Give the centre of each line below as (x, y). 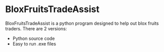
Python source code (34, 38)
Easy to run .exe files (34, 43)
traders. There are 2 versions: (36, 28)
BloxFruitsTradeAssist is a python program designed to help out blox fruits (82, 23)
